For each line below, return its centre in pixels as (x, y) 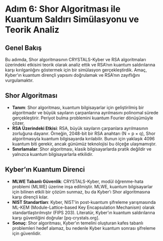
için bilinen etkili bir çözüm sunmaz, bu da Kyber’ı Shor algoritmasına (81, 192)
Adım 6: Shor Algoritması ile (63, 9)
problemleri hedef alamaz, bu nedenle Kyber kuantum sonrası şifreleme (84, 228)
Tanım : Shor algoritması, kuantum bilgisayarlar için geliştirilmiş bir (78, 107)
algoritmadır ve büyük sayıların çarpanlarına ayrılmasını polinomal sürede (85, 112)
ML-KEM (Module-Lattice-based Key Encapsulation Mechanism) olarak (83, 207)
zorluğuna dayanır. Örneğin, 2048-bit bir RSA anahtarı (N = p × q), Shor (84, 133)
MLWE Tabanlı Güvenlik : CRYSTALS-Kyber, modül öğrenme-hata (78, 181)
